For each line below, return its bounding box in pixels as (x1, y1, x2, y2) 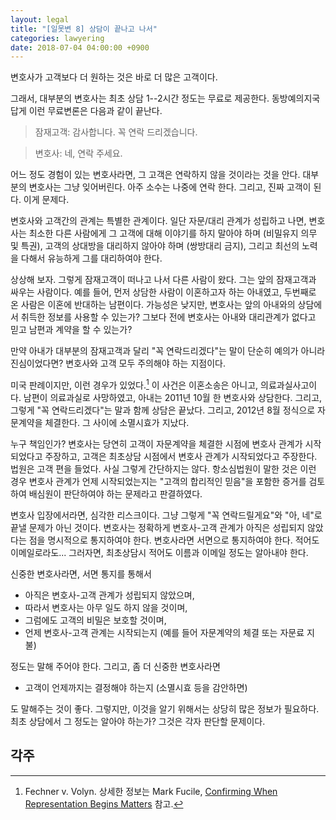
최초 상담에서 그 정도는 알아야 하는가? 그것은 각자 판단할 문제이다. (10, 715, 266, 727)
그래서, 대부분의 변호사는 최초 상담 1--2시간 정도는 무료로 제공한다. (10, 92, 270, 105)
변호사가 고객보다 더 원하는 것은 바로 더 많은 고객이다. (10, 71, 218, 83)
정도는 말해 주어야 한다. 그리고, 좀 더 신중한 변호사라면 (10, 660, 221, 672)
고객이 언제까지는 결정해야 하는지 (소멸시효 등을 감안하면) (24, 681, 248, 693)
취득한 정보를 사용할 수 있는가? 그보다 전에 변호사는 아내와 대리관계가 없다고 (20, 311, 317, 323)
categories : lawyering (10, 33, 105, 43)
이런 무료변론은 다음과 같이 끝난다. (28, 105, 163, 117)
